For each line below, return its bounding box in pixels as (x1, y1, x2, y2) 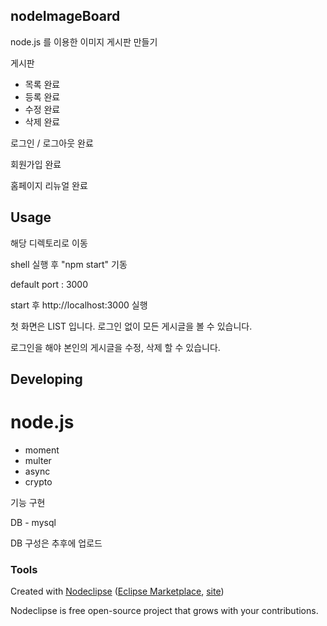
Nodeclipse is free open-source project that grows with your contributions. (10, 605, 319, 617)
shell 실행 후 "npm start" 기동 (10, 258, 128, 270)
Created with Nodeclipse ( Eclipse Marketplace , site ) (10, 585, 225, 598)
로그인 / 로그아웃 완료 (10, 137, 94, 149)
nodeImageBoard (10, 8, 121, 25)
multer (24, 454, 52, 466)
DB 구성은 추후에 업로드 (10, 537, 103, 549)
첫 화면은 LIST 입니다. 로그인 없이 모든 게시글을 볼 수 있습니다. (10, 320, 253, 332)
